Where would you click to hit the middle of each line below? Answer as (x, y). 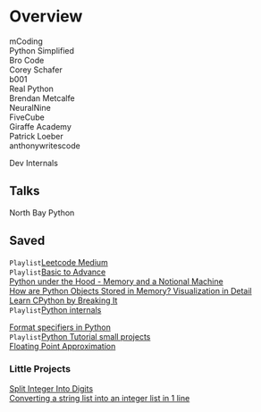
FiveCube (27, 117)
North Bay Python (42, 213)
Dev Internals (34, 163)
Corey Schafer (36, 70)
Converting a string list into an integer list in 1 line (100, 398)
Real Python (31, 88)
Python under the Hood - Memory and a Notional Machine (116, 281)
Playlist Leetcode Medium (59, 262)
